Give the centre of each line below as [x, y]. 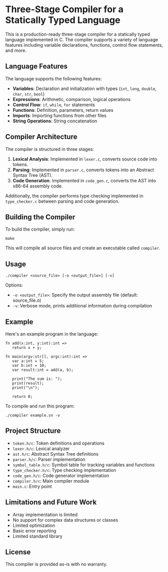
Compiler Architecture [41, 137]
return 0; [22, 397]
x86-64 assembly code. [38, 186]
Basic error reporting [35, 531]
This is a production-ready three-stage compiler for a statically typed [78, 34]
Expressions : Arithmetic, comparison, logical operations [72, 99]
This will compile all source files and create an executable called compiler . [83, 248]
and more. [16, 50]
